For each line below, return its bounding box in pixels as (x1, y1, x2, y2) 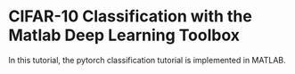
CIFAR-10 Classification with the (8, 6, 253, 27)
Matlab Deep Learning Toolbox (8, 25, 241, 45)
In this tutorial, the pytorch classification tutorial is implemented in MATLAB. (8, 54, 286, 65)
